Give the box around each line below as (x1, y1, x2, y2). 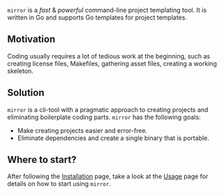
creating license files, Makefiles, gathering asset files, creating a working (7, 59, 218, 68)
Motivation (7, 33, 56, 45)
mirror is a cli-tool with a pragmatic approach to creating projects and (7, 105, 209, 114)
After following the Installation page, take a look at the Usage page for (7, 172, 209, 180)
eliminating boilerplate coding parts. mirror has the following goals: (7, 113, 201, 121)
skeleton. (7, 66, 33, 75)
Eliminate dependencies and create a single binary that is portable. (17, 134, 209, 142)
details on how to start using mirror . (7, 180, 112, 188)
